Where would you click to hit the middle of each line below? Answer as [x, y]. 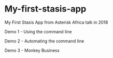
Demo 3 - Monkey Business [32, 50]
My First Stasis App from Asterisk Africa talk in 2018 [56, 22]
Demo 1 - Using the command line [38, 31]
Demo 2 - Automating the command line [44, 41]
